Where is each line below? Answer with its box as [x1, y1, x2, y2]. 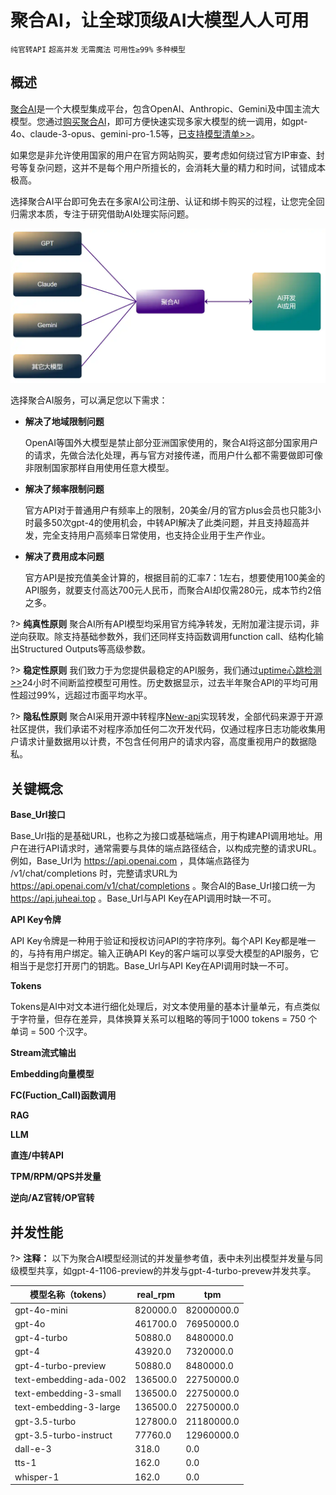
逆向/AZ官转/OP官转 [10, 1192, 95, 1204]
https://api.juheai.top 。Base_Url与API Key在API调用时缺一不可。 [10, 892, 277, 905]
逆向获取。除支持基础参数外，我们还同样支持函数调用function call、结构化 [10, 631, 316, 643]
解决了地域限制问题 [24, 416, 105, 428]
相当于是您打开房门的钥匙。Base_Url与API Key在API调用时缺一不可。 [10, 960, 294, 972]
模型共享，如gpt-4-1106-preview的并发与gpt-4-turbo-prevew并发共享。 [18, 1264, 317, 1276]
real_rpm [136, 1288, 176, 1300]
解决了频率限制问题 [24, 483, 105, 495]
